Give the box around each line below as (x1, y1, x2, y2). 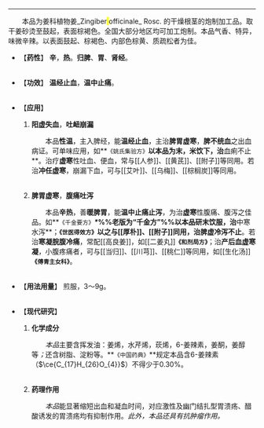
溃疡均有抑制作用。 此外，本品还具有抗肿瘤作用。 (65, 412, 225, 420)
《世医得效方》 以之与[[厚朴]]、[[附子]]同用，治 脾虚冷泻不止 (58, 227, 242, 236)
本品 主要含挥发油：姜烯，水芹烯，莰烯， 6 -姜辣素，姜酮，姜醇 (45, 340, 246, 349)
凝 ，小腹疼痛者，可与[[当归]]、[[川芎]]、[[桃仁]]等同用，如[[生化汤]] (31, 247, 251, 256)
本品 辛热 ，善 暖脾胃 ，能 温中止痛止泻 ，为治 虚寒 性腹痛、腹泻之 (45, 207, 245, 217)
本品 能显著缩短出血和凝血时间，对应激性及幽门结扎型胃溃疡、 (45, 401, 245, 411)
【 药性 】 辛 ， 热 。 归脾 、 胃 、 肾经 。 (19, 53, 132, 62)
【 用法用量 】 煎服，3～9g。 (19, 282, 111, 291)
